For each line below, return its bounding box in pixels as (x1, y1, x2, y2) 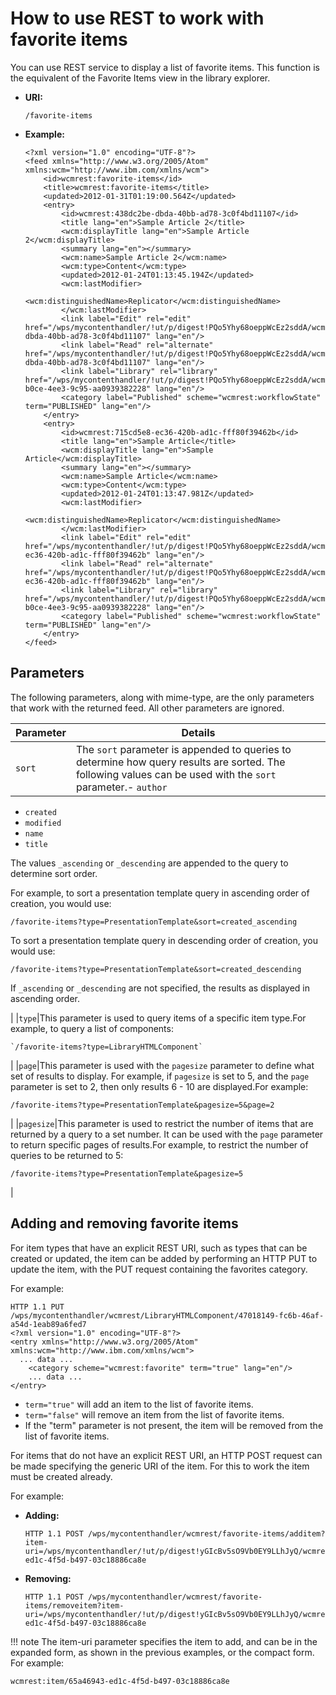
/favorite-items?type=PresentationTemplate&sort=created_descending (10, 964, 302, 974)
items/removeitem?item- (24, 1600, 125, 1611)
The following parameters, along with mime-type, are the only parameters (10, 691, 315, 703)
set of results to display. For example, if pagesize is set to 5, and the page (10, 1070, 310, 1082)
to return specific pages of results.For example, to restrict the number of (10, 1138, 309, 1151)
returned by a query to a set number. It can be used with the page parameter (10, 1128, 324, 1140)
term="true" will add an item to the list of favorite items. (24, 1398, 254, 1410)
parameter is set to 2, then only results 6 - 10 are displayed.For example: (10, 1080, 309, 1092)
